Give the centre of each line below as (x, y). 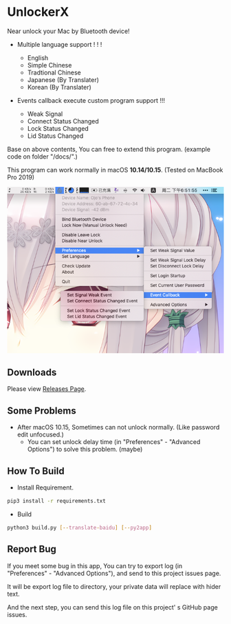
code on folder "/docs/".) (42, 157)
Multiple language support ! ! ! (59, 44)
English (38, 58)
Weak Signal (45, 114)
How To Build (36, 471)
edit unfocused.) (40, 434)
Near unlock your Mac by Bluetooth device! (68, 31)
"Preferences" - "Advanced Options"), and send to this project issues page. (114, 573)
